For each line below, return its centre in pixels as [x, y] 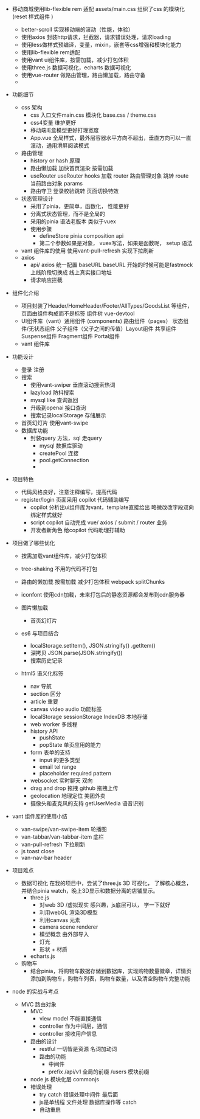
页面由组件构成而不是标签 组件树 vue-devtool [78, 313]
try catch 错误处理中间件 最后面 [79, 1094]
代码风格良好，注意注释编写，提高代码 [69, 492]
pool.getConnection [64, 460]
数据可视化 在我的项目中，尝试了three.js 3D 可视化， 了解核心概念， [106, 883]
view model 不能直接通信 [71, 1018]
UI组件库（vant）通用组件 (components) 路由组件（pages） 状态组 [105, 321]
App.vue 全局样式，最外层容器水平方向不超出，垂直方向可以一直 [111, 138]
